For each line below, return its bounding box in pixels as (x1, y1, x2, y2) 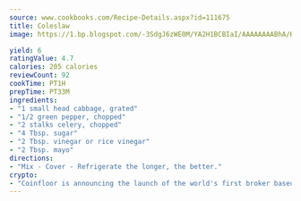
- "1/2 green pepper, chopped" (9, 113, 126, 121)
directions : (9, 154, 54, 163)
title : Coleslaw (9, 21, 70, 30)
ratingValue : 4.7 (9, 54, 74, 63)
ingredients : (9, 96, 58, 105)
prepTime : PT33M (9, 87, 70, 96)
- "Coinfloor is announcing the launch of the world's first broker (9, 179, 271, 188)
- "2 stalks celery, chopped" (9, 121, 123, 130)
